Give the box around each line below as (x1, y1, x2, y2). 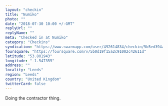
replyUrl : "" (5, 26, 32, 31)
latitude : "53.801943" (5, 53, 52, 59)
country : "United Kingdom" (5, 77, 61, 82)
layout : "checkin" (5, 7, 43, 12)
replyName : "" (5, 30, 35, 35)
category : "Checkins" (5, 40, 50, 45)
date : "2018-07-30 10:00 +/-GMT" (5, 21, 75, 26)
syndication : (5, 44, 32, 49)
